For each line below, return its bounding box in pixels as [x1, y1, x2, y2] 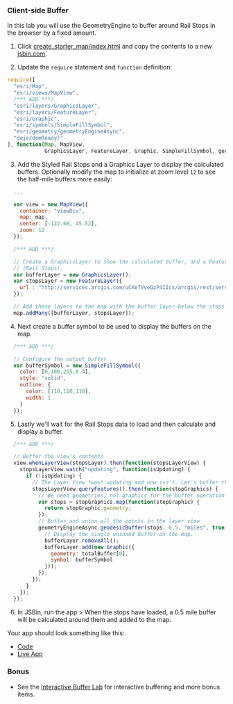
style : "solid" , [19, 375, 67, 382]
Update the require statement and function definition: [17, 63, 173, 72]
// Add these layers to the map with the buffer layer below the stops [13, 303, 225, 311]
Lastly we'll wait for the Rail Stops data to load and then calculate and [17, 420, 216, 428]
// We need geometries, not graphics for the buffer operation [37, 492, 225, 499]
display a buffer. [17, 427, 64, 436]
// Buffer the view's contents [13, 453, 104, 460]
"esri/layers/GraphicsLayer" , [13, 102, 101, 109]
